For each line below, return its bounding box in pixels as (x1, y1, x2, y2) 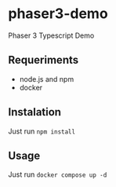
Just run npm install (8, 126, 76, 136)
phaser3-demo (8, 5, 108, 23)
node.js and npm (19, 74, 74, 83)
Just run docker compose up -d (8, 170, 107, 179)
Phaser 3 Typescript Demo (8, 31, 95, 40)
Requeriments (8, 53, 79, 67)
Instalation (8, 105, 61, 119)
